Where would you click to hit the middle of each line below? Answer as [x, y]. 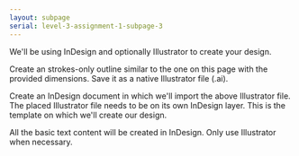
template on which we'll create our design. [88, 115]
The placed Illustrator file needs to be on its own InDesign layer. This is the [148, 105]
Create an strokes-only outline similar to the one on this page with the [139, 69]
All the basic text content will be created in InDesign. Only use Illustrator [143, 132]
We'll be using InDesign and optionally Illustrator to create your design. [140, 51]
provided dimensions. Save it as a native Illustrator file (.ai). [119, 78]
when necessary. [41, 142]
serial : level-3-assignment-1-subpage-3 [86, 26]
